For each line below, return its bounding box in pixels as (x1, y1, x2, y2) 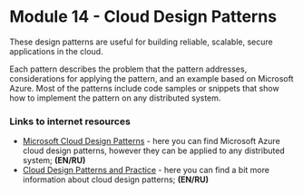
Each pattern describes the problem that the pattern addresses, (9, 63, 248, 74)
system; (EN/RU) (22, 155, 86, 166)
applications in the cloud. (9, 45, 103, 56)
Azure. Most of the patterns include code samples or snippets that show (9, 82, 279, 93)
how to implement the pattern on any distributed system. (9, 92, 221, 103)
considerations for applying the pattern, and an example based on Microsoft (9, 73, 294, 83)
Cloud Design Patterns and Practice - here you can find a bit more (22, 165, 270, 176)
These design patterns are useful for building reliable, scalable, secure (9, 36, 274, 47)
